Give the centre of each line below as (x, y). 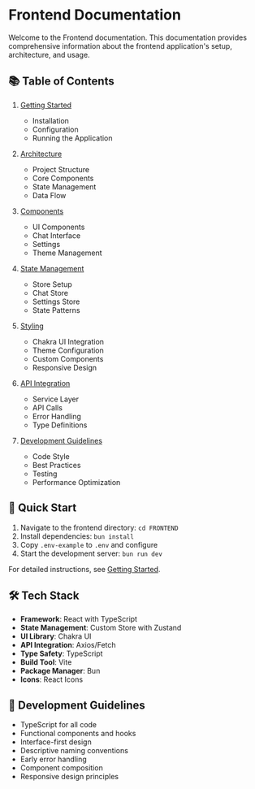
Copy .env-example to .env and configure (89, 544)
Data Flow (49, 195)
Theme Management (67, 253)
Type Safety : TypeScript (61, 654)
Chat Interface (56, 235)
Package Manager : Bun (60, 671)
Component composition (61, 768)
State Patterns (56, 310)
